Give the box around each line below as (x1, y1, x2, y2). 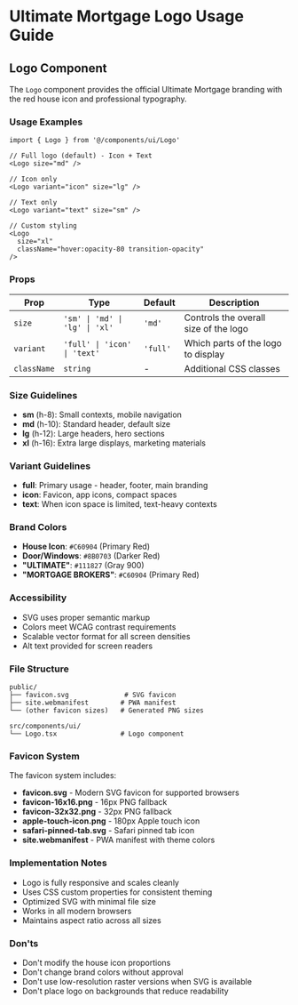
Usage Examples (9, 116, 83, 128)
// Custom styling (9, 221, 77, 230)
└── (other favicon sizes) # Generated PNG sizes (9, 706, 204, 715)
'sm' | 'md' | (63, 313, 123, 324)
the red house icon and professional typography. (9, 93, 188, 104)
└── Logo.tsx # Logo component (9, 729, 184, 739)
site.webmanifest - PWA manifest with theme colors (21, 834, 216, 846)
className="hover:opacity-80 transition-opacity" (17, 245, 204, 254)
